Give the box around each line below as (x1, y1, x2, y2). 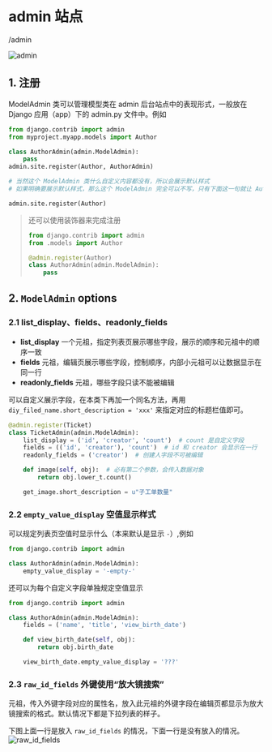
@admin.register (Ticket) (8, 421, 92, 429)
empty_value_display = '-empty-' (23, 567, 136, 575)
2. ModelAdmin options (8, 291, 117, 305)
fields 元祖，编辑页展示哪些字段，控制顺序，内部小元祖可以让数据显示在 (19, 357, 262, 367)
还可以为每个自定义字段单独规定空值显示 (8, 582, 143, 592)
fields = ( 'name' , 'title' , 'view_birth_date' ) (23, 621, 186, 630)
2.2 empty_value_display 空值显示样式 (8, 509, 156, 520)
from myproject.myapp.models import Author (8, 133, 158, 141)
